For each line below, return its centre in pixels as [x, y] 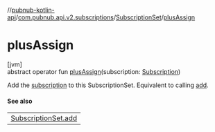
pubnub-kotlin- [33, 10]
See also [20, 101]
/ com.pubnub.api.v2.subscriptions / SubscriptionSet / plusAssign [105, 17]
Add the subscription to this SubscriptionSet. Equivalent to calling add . [108, 85]
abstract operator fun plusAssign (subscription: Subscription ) [94, 71]
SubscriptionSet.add [44, 118]
